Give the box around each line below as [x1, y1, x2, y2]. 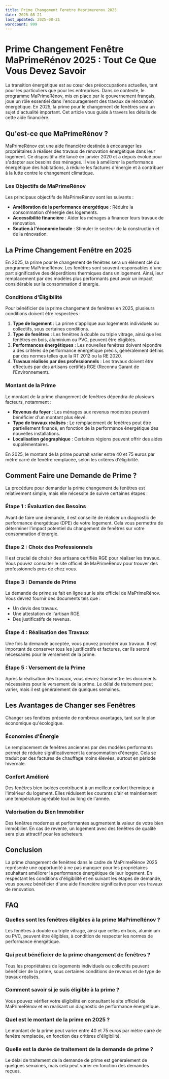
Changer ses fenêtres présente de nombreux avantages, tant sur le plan [5, 714, 156, 721]
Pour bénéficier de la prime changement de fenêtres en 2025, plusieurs [5, 305, 155, 311]
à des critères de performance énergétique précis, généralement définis [12, 347, 164, 354]
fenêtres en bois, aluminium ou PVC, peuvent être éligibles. [12, 337, 137, 343]
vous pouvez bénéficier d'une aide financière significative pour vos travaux [5, 880, 163, 887]
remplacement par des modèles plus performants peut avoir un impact [5, 275, 153, 282]
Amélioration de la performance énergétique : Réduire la [12, 204, 133, 210]
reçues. [5, 1068, 21, 1074]
